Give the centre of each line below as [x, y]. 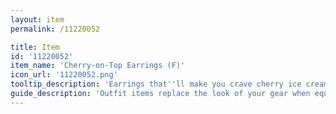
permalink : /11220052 [55, 29]
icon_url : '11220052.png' [64, 75]
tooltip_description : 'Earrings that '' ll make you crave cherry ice [156, 84]
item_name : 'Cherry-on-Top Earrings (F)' [98, 66]
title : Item [35, 47]
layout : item [37, 19]
